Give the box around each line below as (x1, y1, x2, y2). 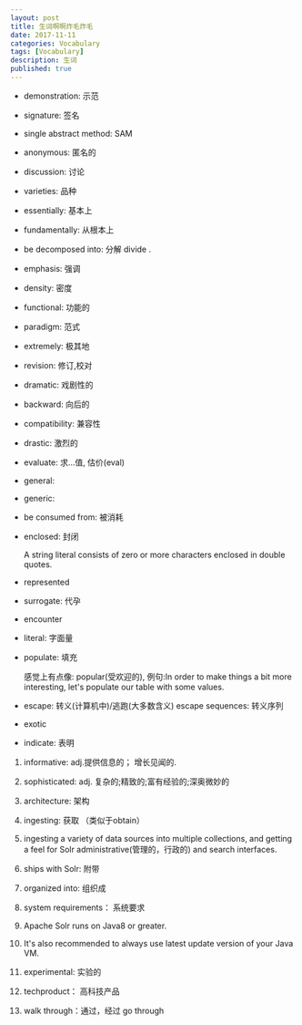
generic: (23, 492, 55, 503)
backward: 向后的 (23, 399, 90, 409)
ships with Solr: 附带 (23, 863, 100, 874)
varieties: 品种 (23, 185, 76, 196)
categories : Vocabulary (10, 38, 101, 48)
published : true (10, 65, 72, 74)
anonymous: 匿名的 (23, 147, 96, 158)
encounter (23, 613, 63, 625)
